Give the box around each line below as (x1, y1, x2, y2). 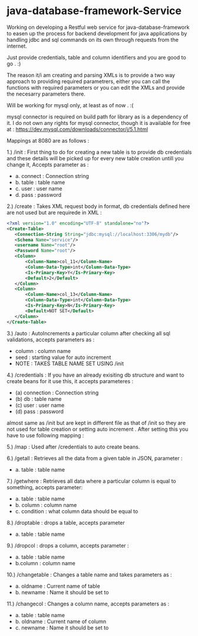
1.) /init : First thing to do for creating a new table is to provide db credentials (6, 149, 192, 156)
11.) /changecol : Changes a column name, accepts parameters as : (6, 600, 170, 607)
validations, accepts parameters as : (6, 336, 95, 343)
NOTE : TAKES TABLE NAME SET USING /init (15, 360, 124, 367)
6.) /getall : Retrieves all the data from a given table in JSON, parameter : (6, 454, 183, 462)
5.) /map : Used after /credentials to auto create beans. (6, 443, 140, 450)
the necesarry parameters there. (6, 90, 86, 97)
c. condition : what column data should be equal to (15, 508, 138, 515)
